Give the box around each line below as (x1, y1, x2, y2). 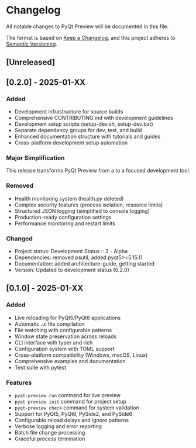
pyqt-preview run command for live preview (14, 391, 121, 398)
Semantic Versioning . (6, 40, 57, 47)
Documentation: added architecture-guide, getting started (14, 260, 155, 267)
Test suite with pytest (14, 364, 67, 371)
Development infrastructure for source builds (14, 108, 123, 115)
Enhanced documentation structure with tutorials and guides (14, 133, 161, 140)
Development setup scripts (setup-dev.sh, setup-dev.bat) (14, 120, 153, 127)
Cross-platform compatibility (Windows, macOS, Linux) (14, 351, 148, 359)
